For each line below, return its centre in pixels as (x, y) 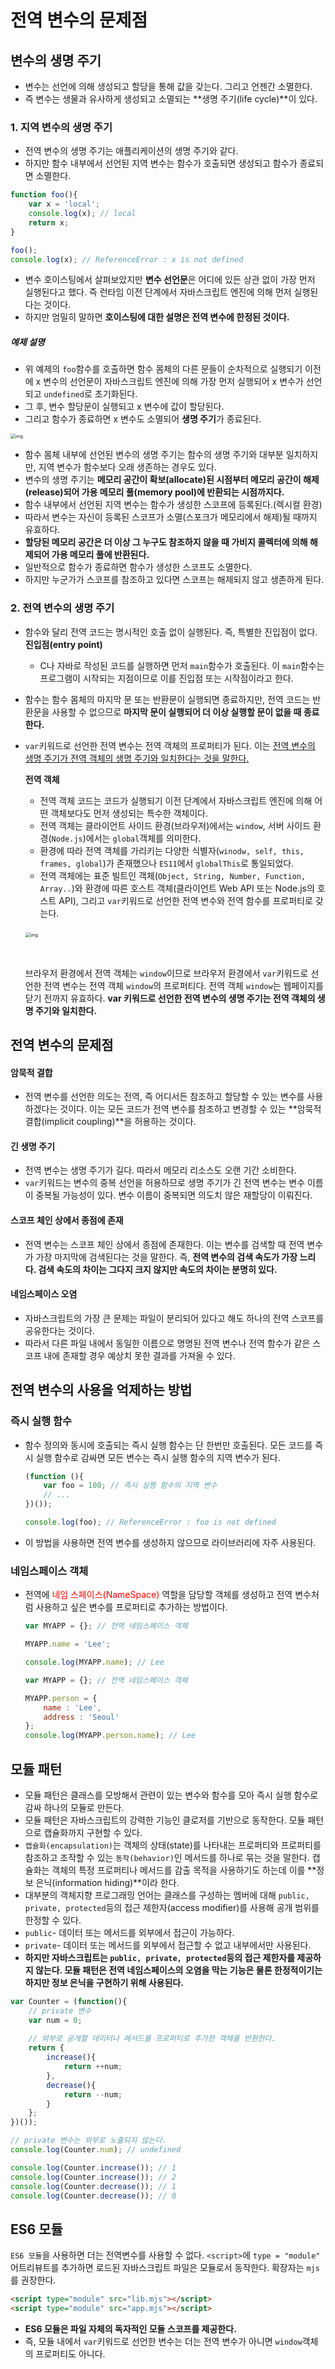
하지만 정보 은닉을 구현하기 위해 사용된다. (104, 1982)
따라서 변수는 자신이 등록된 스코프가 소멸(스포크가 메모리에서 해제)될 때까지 (171, 517)
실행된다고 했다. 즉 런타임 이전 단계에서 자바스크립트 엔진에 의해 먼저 (158, 292)
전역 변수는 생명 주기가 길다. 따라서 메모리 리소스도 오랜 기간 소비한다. (160, 1170)
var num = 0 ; (55, 2020)
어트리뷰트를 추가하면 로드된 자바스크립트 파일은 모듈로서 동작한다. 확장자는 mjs (165, 2268)
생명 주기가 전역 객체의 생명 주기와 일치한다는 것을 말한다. (137, 758)
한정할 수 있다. (53, 1920)
